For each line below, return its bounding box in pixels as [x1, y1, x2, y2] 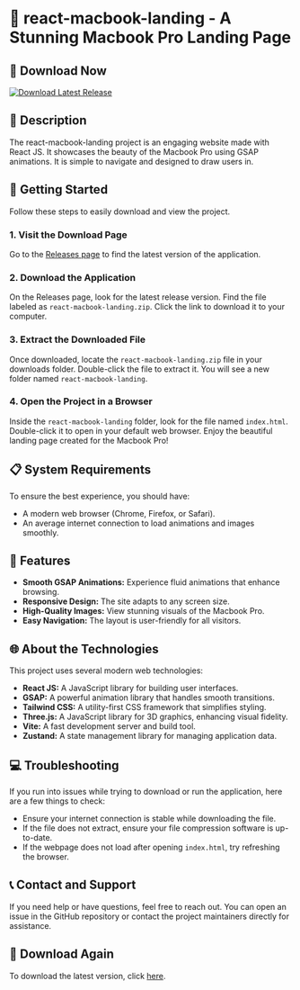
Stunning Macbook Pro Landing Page [9, 27, 292, 48]
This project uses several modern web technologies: [9, 665, 204, 676]
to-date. [22, 832, 53, 843]
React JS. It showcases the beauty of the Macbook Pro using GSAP [9, 146, 259, 157]
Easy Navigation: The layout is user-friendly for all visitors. [22, 616, 242, 626]
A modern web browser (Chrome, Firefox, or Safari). [22, 508, 216, 518]
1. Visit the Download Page [9, 229, 128, 241]
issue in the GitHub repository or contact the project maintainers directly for [9, 911, 290, 922]
